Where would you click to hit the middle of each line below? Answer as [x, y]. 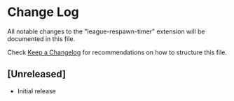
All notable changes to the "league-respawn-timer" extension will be [106, 31]
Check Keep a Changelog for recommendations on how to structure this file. [117, 52]
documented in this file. [41, 38]
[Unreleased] [37, 74]
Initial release [36, 91]
